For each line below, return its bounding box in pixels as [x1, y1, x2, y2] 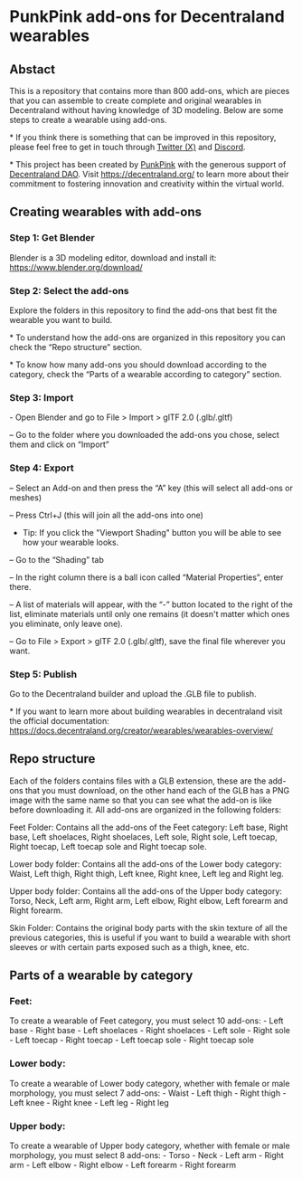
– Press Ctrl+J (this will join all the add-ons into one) [9, 509, 203, 520]
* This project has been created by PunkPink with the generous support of [9, 159, 287, 169]
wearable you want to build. [9, 314, 113, 325]
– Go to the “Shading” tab [9, 554, 104, 565]
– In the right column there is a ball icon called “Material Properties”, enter [9, 572, 284, 583]
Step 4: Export [9, 461, 74, 474]
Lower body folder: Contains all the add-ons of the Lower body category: [9, 858, 282, 870]
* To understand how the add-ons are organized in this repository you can [9, 332, 287, 343]
